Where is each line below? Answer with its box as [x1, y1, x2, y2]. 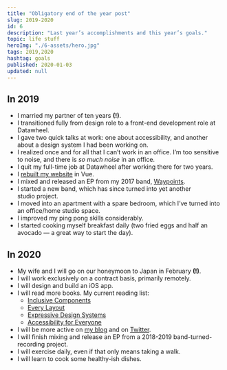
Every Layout [27, 304, 65, 312]
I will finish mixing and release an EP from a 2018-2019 [17, 333, 172, 341]
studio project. [17, 192, 58, 201]
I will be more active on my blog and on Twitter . [17, 325, 151, 334]
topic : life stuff [7, 36, 60, 43]
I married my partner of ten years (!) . [17, 112, 122, 120]
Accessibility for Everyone [27, 318, 102, 327]
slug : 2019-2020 [7, 17, 54, 23]
